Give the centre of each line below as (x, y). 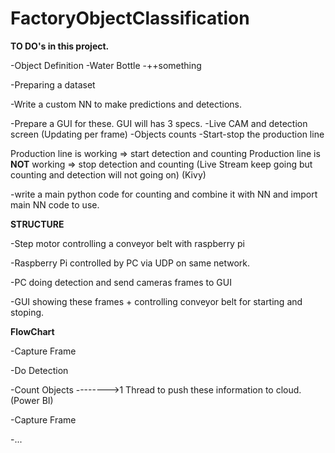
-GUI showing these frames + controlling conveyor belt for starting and (156, 301)
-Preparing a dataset (53, 84)
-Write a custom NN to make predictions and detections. (126, 104)
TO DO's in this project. (60, 46)
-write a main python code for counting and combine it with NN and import (164, 194)
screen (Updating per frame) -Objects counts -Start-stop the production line (167, 134)
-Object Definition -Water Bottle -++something (106, 65)
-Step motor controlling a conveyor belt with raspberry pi (127, 243)
